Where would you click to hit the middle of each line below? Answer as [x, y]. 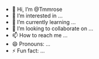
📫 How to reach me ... [40, 35]
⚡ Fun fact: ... [28, 51]
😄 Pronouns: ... [31, 44]
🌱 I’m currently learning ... [44, 22]
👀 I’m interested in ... [37, 16]
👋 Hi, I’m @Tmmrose [37, 9]
